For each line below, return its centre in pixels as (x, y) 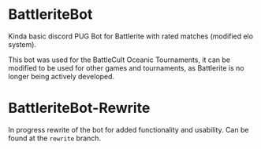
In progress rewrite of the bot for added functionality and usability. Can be (129, 129)
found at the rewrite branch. (54, 138)
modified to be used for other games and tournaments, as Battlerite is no (126, 67)
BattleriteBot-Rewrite (79, 108)
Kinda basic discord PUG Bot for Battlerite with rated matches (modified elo (131, 36)
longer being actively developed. (62, 76)
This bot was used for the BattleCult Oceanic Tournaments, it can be (119, 60)
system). (22, 44)
